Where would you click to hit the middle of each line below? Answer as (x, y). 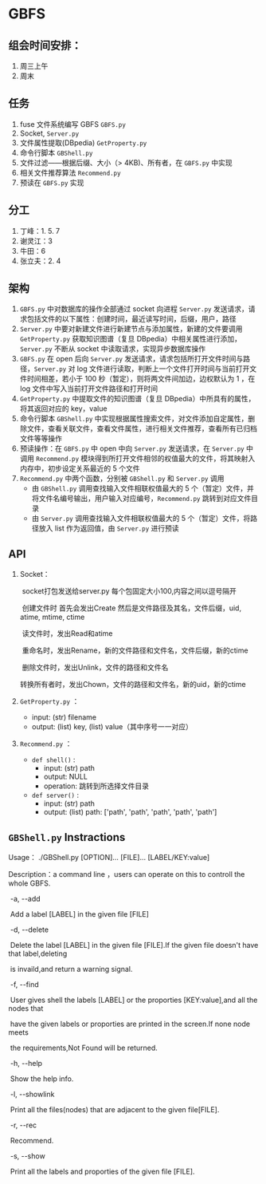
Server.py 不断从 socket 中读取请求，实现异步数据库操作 (112, 349)
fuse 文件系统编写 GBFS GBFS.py (72, 124)
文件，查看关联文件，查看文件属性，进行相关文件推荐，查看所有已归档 (142, 428)
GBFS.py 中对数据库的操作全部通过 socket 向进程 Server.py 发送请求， (134, 309)
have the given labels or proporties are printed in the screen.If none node (130, 1024)
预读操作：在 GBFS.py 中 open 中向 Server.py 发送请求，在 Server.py (132, 448)
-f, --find (25, 985)
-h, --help (26, 1064)
